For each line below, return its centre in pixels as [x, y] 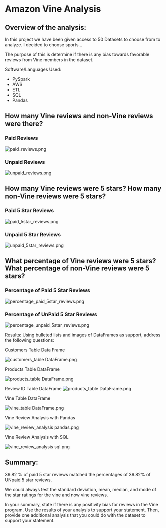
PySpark [21, 79]
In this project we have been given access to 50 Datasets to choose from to [83, 39]
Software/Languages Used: [33, 69]
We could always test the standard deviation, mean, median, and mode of [81, 489]
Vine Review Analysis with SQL [37, 437]
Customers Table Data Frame [35, 350]
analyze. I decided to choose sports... [44, 45]
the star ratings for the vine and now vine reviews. [57, 495]
